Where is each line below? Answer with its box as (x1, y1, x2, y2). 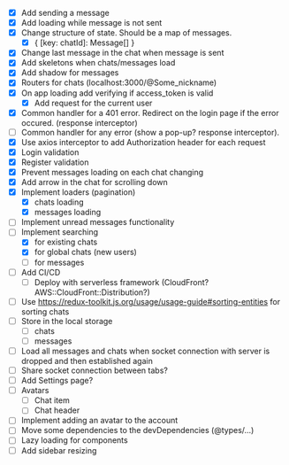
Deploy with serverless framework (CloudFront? (34, 276, 209, 287)
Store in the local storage (20, 315, 113, 326)
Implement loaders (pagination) (20, 187, 136, 198)
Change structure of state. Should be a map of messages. (20, 27, 232, 38)
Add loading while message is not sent (20, 18, 163, 28)
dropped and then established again (20, 356, 154, 366)
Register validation (20, 157, 89, 167)
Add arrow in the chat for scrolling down (20, 177, 169, 187)
